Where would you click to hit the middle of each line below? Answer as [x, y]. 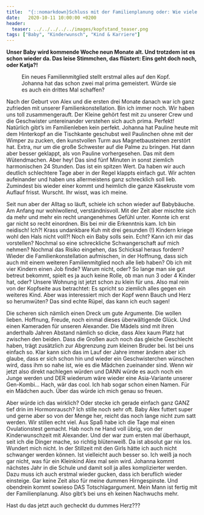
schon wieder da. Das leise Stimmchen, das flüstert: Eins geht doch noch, [101, 59]
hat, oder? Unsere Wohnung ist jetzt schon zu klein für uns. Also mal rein [98, 282]
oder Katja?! [22, 65]
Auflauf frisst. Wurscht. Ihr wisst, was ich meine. [67, 192]
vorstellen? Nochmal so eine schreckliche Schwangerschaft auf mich [93, 243]
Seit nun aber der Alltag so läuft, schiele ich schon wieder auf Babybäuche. [101, 204]
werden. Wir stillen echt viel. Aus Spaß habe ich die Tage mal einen [91, 422]
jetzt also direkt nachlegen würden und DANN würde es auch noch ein [94, 372]
